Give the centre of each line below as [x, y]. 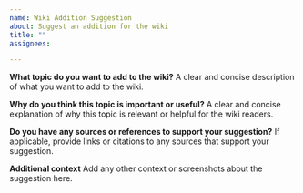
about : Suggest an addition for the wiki [89, 26]
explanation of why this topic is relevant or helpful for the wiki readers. [141, 114]
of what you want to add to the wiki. [76, 86]
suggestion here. [41, 178]
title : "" [28, 35]
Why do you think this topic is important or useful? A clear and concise [146, 105]
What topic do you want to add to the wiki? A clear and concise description [152, 77]
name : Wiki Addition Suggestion [71, 18]
